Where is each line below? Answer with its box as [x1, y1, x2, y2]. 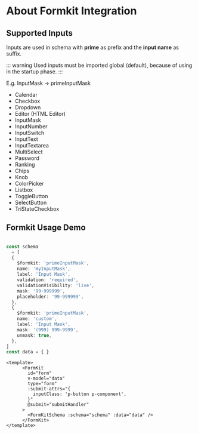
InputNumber [14, 123, 48, 130]
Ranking [14, 161, 35, 168]
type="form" [27, 381, 58, 387]
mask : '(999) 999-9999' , [17, 327, 79, 333]
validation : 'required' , [17, 277, 79, 283]
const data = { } [6, 349, 49, 355]
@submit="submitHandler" [27, 402, 89, 408]
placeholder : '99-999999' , [17, 294, 84, 300]
